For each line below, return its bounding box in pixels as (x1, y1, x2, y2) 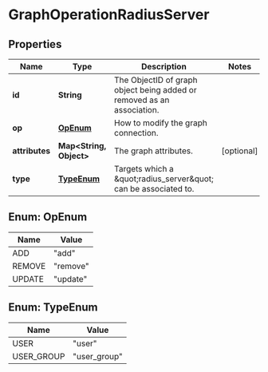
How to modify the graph (114, 117, 207, 129)
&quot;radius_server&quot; (114, 173, 214, 184)
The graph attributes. (114, 145, 193, 156)
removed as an (114, 94, 170, 105)
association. (114, 105, 160, 115)
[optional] (221, 145, 258, 156)
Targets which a (114, 164, 174, 174)
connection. (114, 128, 159, 138)
